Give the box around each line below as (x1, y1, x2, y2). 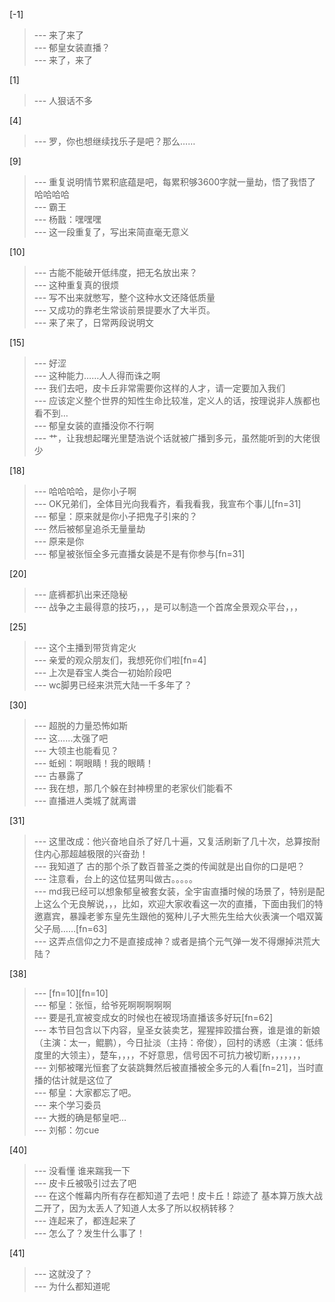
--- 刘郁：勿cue (33, 1124, 100, 1136)
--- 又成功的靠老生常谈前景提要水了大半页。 (33, 304, 216, 316)
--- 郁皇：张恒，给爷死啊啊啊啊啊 (33, 999, 172, 1011)
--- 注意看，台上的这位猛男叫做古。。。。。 (33, 873, 199, 884)
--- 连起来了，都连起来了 (33, 1215, 137, 1226)
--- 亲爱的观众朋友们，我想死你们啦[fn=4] (33, 654, 207, 666)
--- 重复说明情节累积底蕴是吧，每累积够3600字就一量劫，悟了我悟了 (33, 176, 317, 188)
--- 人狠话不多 (33, 95, 94, 106)
